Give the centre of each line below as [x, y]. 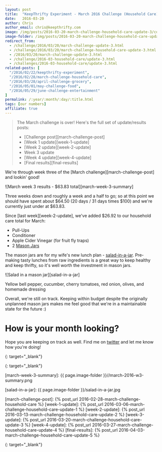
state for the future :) [26, 309]
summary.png [19, 380]
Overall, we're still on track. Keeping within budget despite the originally [76, 298]
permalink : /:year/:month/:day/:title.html [49, 100]
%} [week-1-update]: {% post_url [71, 404]
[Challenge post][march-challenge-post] [64, 137]
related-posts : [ [22, 68]
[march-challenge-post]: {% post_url [41, 399]
